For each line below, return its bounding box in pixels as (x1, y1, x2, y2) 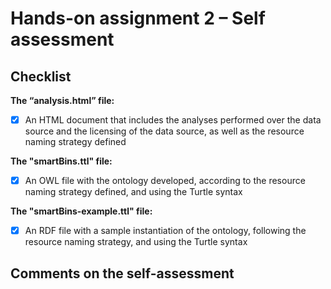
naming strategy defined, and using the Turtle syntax (24, 186, 243, 198)
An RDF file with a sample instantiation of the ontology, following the (24, 225, 307, 237)
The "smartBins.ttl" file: (10, 155, 113, 167)
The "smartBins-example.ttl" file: (10, 205, 153, 217)
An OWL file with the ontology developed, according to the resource (24, 175, 306, 187)
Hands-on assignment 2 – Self (10, 7, 266, 30)
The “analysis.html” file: (10, 95, 115, 106)
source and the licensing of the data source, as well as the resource (24, 125, 305, 137)
